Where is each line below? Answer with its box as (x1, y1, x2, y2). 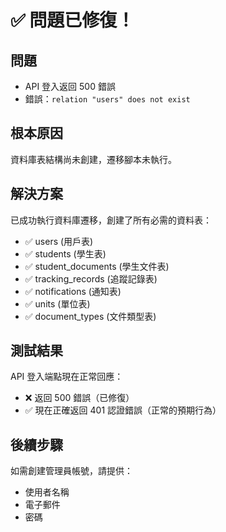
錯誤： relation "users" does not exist (24, 93, 191, 105)
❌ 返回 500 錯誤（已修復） (24, 392, 135, 404)
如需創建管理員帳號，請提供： (10, 465, 133, 477)
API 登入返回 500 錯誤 (24, 81, 116, 92)
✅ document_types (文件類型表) (24, 310, 157, 322)
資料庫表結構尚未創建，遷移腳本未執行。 (10, 153, 177, 165)
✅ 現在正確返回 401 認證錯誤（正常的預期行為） (24, 404, 222, 416)
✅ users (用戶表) (24, 235, 94, 247)
